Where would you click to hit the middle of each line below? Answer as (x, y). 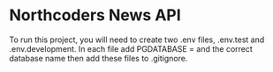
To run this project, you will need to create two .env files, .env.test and (137, 40)
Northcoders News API (95, 15)
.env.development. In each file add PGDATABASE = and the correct (131, 48)
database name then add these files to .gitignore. (99, 58)
